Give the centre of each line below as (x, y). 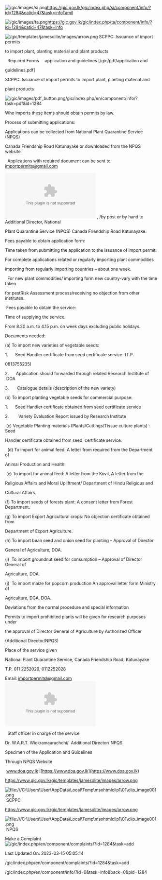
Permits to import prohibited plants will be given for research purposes (75, 617)
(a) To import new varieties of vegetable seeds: (52, 345)
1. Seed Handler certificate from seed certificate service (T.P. (70, 354)
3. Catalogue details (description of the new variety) (60, 388)
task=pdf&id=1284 (23, 104)
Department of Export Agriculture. (39, 531)
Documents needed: (25, 336)
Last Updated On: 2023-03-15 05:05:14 (44, 853)
